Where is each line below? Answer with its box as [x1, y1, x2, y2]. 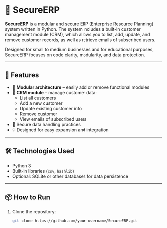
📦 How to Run [5, 193, 51, 201]
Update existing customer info [19, 105, 82, 111]
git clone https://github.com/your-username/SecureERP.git [12, 218, 138, 224]
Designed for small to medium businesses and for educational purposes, [5, 46, 154, 52]
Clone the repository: [12, 209, 56, 215]
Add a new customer [19, 100, 63, 106]
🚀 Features [5, 71, 39, 79]
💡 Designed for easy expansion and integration [12, 127, 109, 133]
